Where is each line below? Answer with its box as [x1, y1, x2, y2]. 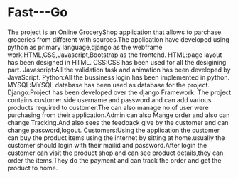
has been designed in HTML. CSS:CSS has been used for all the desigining [7, 58, 227, 66]
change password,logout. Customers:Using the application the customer [7, 126, 220, 134]
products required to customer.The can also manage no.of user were [7, 103, 209, 112]
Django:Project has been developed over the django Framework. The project [7, 88, 232, 97]
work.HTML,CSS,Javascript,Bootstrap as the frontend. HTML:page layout [7, 50, 222, 59]
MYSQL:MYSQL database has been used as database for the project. [7, 80, 210, 89]
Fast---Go [7, 4, 68, 21]
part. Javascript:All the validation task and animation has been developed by [7, 65, 231, 74]
